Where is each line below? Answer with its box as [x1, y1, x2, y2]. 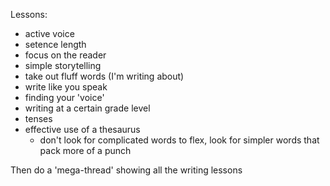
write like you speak [24, 81, 108, 93]
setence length [24, 39, 87, 50]
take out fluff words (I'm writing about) [24, 70, 185, 82]
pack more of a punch [39, 145, 132, 156]
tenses [24, 113, 53, 124]
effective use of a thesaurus [24, 124, 141, 135]
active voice [24, 28, 75, 39]
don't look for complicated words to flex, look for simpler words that [39, 134, 320, 146]
